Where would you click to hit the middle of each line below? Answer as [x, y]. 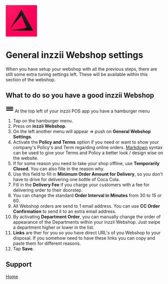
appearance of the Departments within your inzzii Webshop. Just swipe [86, 222]
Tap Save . [23, 248]
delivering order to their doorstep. [48, 190]
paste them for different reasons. [47, 243]
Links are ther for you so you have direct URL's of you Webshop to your [87, 232]
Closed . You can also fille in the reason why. [58, 169]
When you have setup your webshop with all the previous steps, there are [81, 69]
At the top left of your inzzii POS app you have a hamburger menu [82, 111]
